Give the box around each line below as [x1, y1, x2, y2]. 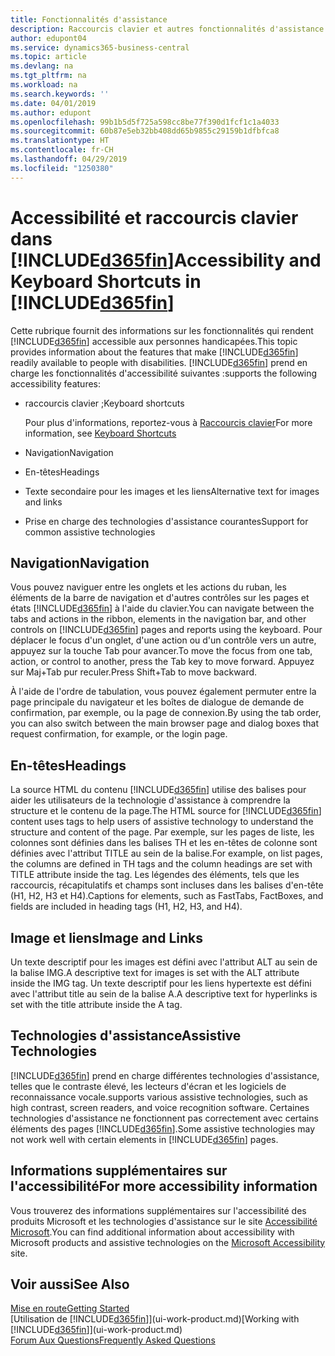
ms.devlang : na [10, 61, 74, 71]
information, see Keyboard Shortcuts [24, 427, 177, 439]
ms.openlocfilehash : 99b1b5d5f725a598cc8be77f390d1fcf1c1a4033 [10, 117, 280, 127]
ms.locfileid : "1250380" [10, 163, 114, 173]
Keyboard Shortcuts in [10, 270, 202, 293]
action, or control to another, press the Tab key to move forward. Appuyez [10, 656, 315, 668]
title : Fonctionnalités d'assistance [10, 14, 168, 25]
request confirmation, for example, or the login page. [10, 728, 228, 740]
